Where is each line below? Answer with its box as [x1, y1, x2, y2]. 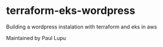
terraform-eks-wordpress [6, 4, 135, 17]
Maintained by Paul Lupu [6, 34, 66, 41]
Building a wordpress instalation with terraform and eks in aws [6, 23, 157, 30]
